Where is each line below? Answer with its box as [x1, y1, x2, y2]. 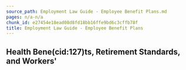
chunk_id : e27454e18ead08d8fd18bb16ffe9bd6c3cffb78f [6, 19, 138, 25]
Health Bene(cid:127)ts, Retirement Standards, [6, 46, 181, 56]
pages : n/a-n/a [6, 14, 44, 20]
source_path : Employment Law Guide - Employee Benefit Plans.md [6, 8, 167, 15]
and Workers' [6, 56, 57, 66]
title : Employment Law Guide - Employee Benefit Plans [6, 25, 144, 31]
